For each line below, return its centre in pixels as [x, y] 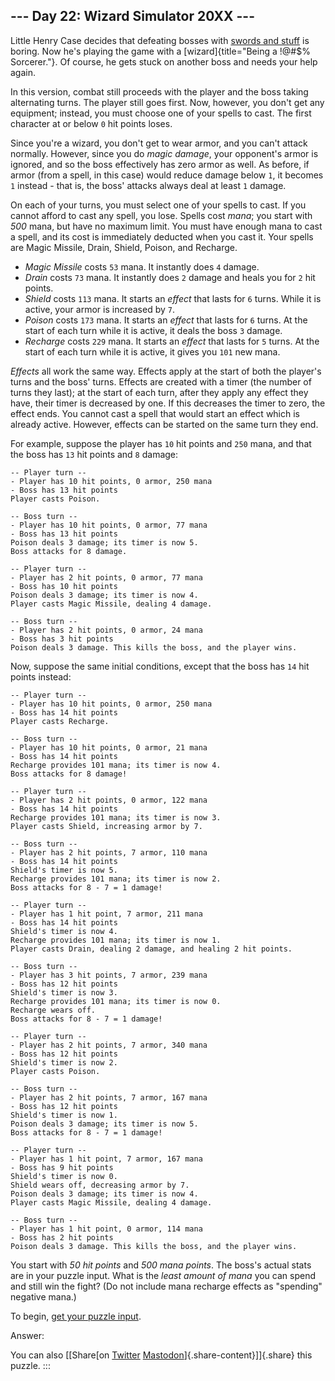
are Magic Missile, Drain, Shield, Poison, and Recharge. [124, 247]
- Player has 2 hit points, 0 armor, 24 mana [106, 630]
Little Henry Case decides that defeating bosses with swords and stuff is [160, 40]
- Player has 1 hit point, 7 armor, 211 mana [106, 914]
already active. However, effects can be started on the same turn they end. [164, 424]
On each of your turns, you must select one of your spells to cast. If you [158, 205]
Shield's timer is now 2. [64, 1062]
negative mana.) [43, 1296]
